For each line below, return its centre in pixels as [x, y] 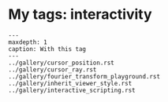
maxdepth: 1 [28, 42]
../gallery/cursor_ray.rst [52, 69]
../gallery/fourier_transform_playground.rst [84, 76]
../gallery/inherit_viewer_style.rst [70, 83]
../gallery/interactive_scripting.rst [72, 90]
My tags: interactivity [80, 15]
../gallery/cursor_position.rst [61, 63]
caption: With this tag [47, 49]
